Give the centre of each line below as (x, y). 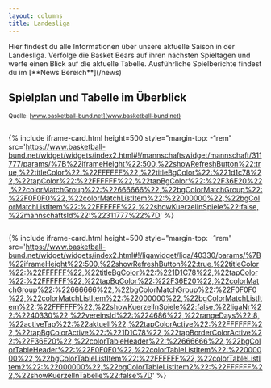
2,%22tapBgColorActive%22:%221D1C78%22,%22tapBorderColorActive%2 (135, 333)
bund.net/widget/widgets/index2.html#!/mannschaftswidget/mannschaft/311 (135, 155)
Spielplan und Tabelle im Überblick (98, 97)
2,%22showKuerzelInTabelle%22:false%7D (81, 376)
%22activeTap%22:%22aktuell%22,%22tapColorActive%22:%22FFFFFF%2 (135, 324)
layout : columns (35, 16)
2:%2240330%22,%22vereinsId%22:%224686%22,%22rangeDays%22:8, (134, 315)
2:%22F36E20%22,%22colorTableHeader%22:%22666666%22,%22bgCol (135, 341)
